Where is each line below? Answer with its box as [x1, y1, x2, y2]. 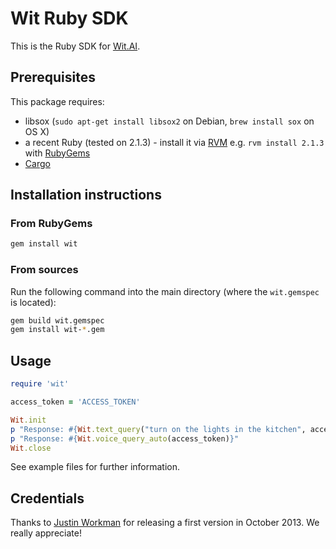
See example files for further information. [10, 461, 181, 473]
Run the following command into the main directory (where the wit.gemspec [10, 285, 320, 297]
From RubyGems [10, 217, 93, 231]
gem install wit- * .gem [10, 325, 105, 335]
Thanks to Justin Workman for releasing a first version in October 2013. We [10, 517, 320, 529]
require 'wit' [10, 379, 70, 389]
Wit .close [10, 443, 52, 453]
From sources [10, 263, 79, 277]
